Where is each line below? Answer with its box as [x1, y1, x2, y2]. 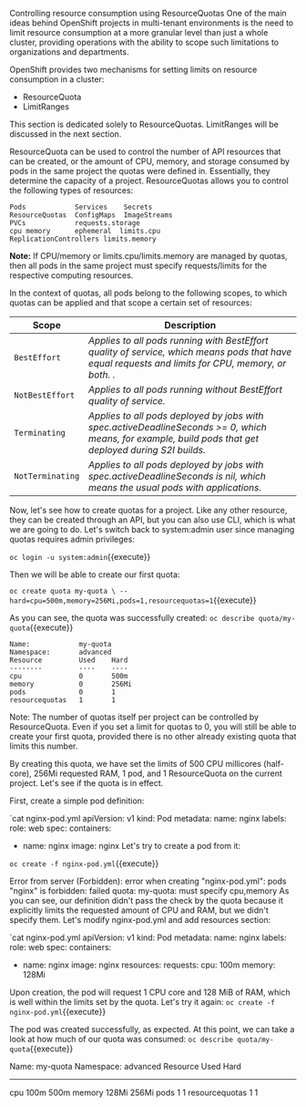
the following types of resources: [9, 185, 134, 195]
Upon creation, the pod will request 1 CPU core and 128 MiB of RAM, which [9, 987, 291, 998]
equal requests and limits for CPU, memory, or [87, 357, 287, 369]
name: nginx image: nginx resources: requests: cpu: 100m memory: [22, 959, 276, 970]
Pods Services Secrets [9, 202, 153, 212]
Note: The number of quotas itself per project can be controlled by [9, 711, 260, 722]
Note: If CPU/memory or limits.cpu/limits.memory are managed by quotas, [9, 251, 289, 261]
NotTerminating [14, 471, 80, 481]
